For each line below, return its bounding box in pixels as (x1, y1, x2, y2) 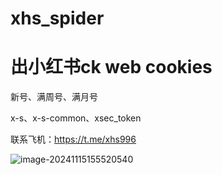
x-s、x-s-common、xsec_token (10, 112, 142, 124)
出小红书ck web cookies (10, 56, 213, 79)
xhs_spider (10, 7, 105, 30)
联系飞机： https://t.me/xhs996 (10, 133, 137, 146)
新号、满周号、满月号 (10, 91, 98, 103)
